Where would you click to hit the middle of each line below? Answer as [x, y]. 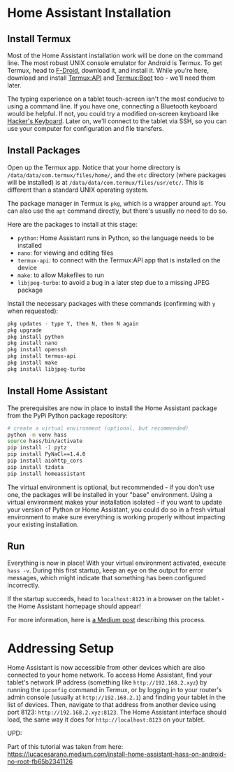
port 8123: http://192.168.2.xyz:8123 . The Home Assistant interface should [117, 713]
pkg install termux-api [42, 356]
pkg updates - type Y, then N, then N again [73, 323]
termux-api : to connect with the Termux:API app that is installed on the [119, 260]
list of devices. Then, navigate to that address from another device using [112, 705]
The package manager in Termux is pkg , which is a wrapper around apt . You [116, 203]
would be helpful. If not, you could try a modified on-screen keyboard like [113, 114]
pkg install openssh [37, 350]
